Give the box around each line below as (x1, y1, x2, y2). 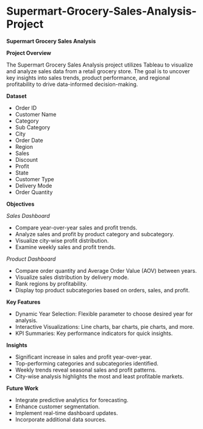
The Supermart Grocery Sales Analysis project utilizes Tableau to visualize (6, 61, 193, 68)
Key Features (6, 298, 41, 306)
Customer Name (15, 110, 57, 118)
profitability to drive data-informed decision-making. (6, 81, 138, 88)
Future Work (6, 384, 38, 392)
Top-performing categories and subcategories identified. (15, 359, 158, 367)
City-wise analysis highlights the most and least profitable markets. (15, 372, 184, 380)
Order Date (15, 136, 44, 144)
